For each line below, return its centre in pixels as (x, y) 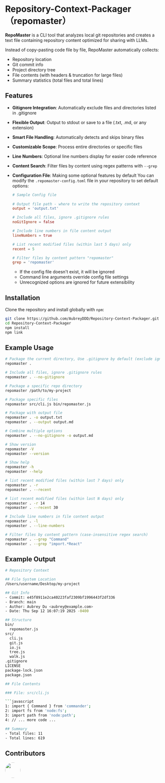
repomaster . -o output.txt (34, 418)
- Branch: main (21, 602)
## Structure (18, 620)
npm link (14, 332)
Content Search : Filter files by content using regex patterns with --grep (85, 165)
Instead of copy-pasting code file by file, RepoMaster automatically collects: (82, 50)
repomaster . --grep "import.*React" (44, 544)
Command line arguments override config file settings (74, 277)
